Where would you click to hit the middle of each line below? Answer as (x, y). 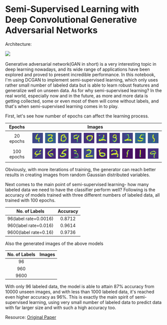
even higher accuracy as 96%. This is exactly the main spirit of (70, 297)
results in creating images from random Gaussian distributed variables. (78, 175)
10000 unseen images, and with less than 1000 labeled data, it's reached (80, 292)
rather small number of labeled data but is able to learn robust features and (82, 85)
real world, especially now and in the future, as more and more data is (77, 96)
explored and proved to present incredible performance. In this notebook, (80, 74)
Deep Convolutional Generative (71, 20)
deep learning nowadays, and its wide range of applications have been (78, 69)
